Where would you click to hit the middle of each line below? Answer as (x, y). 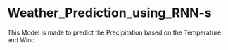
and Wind (21, 39)
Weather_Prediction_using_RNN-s (109, 13)
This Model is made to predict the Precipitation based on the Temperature (114, 32)
